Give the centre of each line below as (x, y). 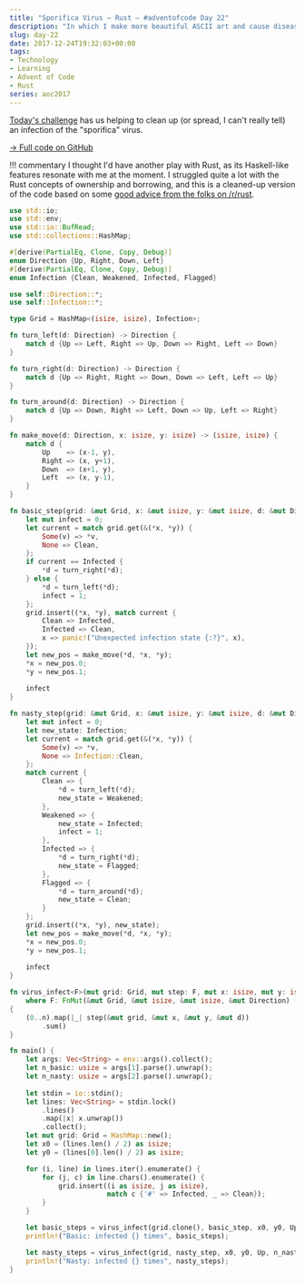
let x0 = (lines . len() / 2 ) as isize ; (99, 1144)
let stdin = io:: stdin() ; (75, 1093)
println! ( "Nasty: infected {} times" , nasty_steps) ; (128, 1261)
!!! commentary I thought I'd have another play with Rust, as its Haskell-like (149, 165)
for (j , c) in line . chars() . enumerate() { (123, 1177)
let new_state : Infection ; (77, 730)
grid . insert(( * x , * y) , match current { (101, 612)
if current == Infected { (75, 562)
